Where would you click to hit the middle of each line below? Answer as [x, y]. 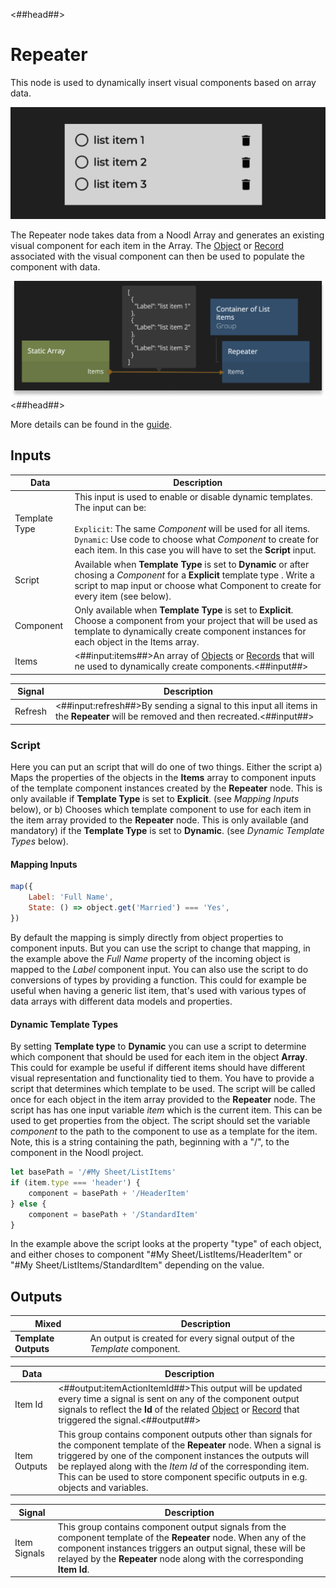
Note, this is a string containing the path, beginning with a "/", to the [150, 1142]
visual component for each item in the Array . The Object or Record [147, 246]
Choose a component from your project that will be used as [196, 620]
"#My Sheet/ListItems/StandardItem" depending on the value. [137, 1265]
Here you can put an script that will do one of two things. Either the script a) [166, 767]
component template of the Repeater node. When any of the [182, 1537]
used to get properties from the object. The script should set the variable [160, 1121]
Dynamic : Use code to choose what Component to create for [197, 540]
